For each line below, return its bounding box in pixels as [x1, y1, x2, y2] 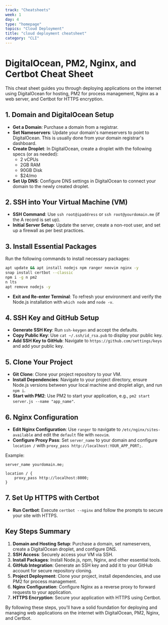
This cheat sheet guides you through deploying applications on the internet [5, 85, 161, 91]
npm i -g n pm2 [5, 275, 37, 280]
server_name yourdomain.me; [5, 462, 65, 467]
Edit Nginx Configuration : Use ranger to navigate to [12, 426, 121, 432]
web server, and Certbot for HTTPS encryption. [5, 96, 104, 102]
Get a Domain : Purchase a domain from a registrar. [12, 124, 119, 130]
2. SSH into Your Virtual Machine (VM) [5, 198, 128, 207]
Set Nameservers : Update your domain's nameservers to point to [12, 129, 150, 135]
